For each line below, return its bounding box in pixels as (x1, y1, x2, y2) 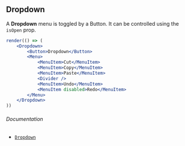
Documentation (6, 115, 44, 122)
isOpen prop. (6, 26, 36, 33)
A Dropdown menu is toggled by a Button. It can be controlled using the (6, 20, 179, 27)
